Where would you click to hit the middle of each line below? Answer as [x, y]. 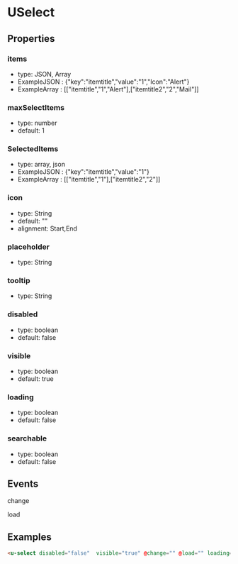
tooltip [19, 280]
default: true [36, 378]
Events [23, 483]
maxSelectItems [36, 107]
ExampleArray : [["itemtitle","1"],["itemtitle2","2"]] [89, 179]
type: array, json [41, 165]
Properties [31, 39]
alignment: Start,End [47, 228]
